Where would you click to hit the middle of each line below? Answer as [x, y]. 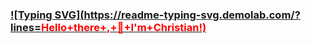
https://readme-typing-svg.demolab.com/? [192, 15]
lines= [26, 27]
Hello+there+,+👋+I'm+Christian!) [124, 27]
